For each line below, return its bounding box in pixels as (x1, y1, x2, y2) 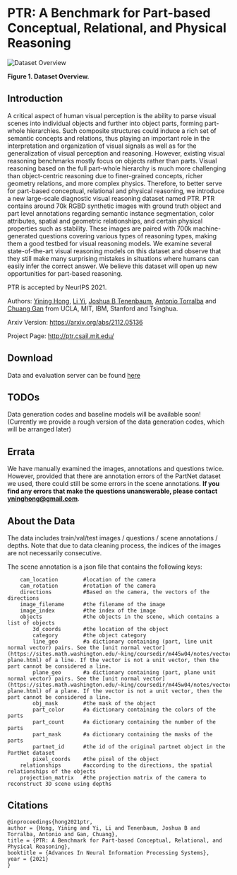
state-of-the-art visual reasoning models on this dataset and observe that (7, 246, 221, 255)
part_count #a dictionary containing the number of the (32, 719, 217, 726)
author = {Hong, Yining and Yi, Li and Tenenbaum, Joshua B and (7, 824, 200, 832)
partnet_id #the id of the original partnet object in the (32, 743, 226, 751)
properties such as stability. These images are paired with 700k (7, 224, 192, 233)
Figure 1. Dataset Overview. (7, 72, 90, 81)
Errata (7, 446, 35, 458)
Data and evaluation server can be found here (7, 371, 141, 379)
